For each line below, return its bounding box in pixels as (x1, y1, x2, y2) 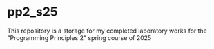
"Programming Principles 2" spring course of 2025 (7, 33, 152, 42)
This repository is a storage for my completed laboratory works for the (7, 27, 207, 35)
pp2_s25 (7, 4, 59, 20)
